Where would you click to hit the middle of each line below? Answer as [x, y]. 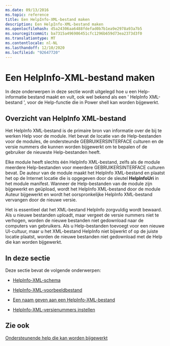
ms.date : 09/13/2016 [27, 10]
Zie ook [17, 326]
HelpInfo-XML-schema [37, 280]
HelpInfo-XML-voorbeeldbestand [47, 290]
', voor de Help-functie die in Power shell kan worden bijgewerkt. [91, 103]
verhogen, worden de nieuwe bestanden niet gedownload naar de [75, 221]
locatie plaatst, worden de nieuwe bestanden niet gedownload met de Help [84, 237]
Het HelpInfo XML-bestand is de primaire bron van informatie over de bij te [83, 131]
